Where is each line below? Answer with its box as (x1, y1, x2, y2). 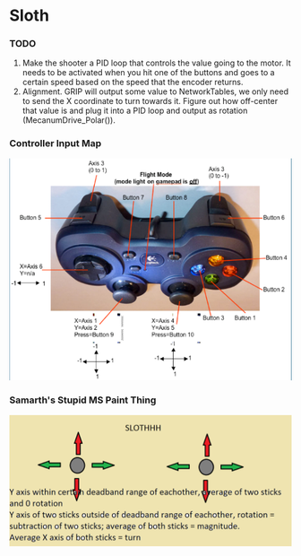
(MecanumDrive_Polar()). (21, 115, 116, 126)
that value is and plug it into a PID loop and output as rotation (21, 105, 248, 117)
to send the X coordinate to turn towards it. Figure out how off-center (21, 96, 279, 107)
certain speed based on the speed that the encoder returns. (21, 77, 244, 88)
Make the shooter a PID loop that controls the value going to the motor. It (21, 57, 291, 68)
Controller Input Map (9, 137, 101, 150)
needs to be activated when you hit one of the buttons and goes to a (21, 67, 275, 78)
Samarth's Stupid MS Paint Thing (9, 394, 157, 406)
